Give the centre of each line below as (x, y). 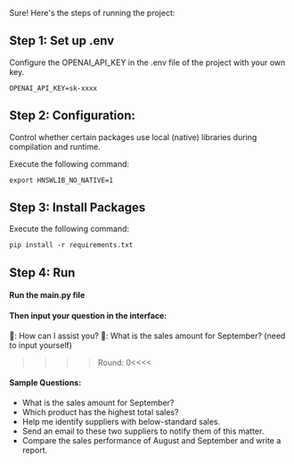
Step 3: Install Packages (78, 207)
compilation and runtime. (55, 146)
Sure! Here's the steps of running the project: (92, 13)
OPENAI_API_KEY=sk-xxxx (53, 88)
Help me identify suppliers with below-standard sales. (121, 421)
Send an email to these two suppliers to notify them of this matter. (143, 431)
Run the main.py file (47, 295)
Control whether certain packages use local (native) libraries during (133, 137)
